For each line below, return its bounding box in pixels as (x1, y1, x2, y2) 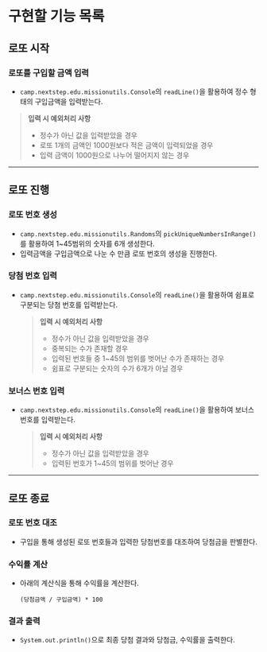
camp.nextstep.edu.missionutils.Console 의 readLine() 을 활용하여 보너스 (19, 405, 255, 414)
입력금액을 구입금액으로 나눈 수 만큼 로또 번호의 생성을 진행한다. (19, 248, 217, 258)
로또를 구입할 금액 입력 (8, 67, 90, 78)
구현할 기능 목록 (8, 7, 105, 25)
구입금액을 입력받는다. (34, 96, 103, 106)
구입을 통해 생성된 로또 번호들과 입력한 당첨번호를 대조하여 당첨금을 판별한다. (19, 537, 258, 546)
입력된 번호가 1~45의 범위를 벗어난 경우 (51, 459, 174, 468)
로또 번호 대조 (8, 518, 58, 529)
